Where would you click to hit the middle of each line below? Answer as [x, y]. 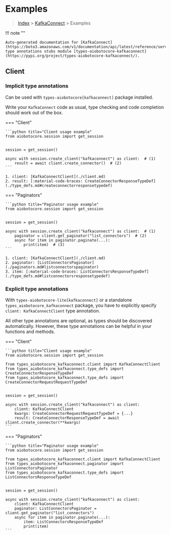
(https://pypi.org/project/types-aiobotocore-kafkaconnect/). [73, 56]
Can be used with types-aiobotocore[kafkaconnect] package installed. [79, 97]
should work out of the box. [34, 113]
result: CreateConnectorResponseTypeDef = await [67, 418]
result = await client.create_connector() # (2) [68, 163]
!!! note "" [15, 33]
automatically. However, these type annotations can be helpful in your [78, 326]
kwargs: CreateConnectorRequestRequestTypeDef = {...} [74, 413]
